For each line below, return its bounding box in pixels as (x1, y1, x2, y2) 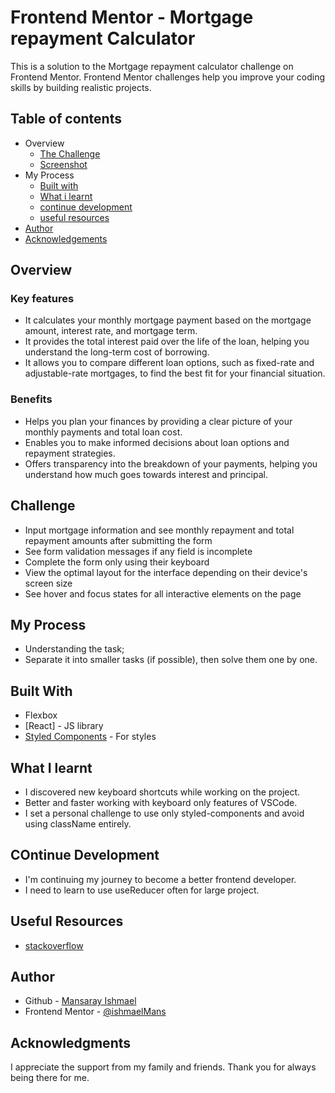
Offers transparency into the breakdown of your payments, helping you (24, 457, 318, 470)
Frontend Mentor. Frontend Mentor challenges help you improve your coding (10, 71, 326, 83)
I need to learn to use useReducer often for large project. (24, 884, 260, 896)
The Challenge (39, 147, 101, 160)
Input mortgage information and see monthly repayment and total (24, 524, 295, 536)
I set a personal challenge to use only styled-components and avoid (24, 807, 305, 819)
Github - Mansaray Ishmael (24, 995, 137, 1007)
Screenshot (39, 158, 88, 170)
